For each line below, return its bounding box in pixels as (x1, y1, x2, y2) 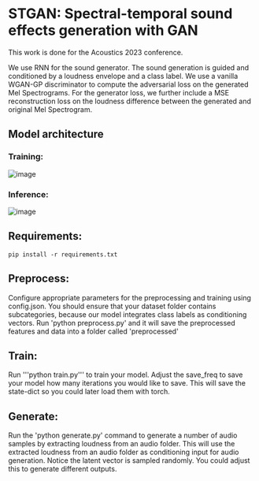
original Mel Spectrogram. (8, 104, 93, 114)
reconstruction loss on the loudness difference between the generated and (8, 96, 252, 106)
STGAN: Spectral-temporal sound (8, 5, 233, 23)
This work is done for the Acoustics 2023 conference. (8, 47, 183, 57)
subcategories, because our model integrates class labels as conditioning (8, 309, 247, 319)
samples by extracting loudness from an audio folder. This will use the (8, 439, 235, 449)
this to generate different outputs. (8, 464, 117, 474)
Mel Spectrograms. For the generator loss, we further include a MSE (8, 88, 230, 97)
